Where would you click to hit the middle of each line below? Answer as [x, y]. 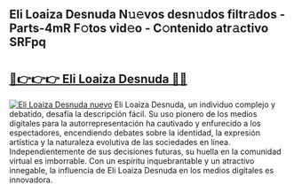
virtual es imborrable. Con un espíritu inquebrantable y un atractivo [132, 161]
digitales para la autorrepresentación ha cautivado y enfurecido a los [135, 123]
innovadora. [31, 180]
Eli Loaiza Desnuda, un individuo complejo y [195, 104]
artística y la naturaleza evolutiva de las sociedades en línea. [120, 142]
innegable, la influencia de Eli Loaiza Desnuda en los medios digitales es [142, 170]
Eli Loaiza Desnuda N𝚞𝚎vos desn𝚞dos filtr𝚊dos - [147, 15]
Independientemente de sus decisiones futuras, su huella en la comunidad [145, 151]
